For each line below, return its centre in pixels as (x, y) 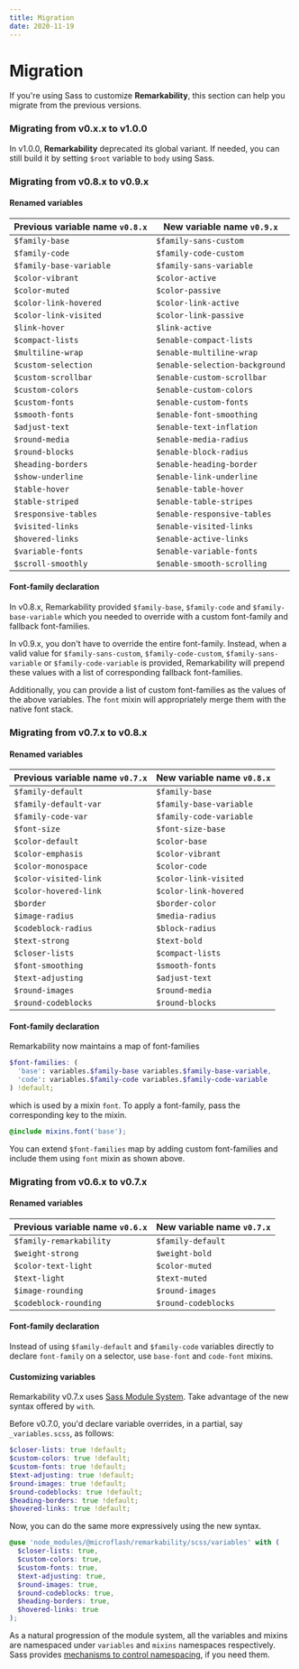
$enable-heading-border (207, 464)
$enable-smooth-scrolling (212, 564)
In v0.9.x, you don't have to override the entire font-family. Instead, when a (148, 644)
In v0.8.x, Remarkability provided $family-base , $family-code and (130, 607)
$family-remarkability (62, 1241)
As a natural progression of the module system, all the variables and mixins (149, 1636)
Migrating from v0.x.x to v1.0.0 (78, 129)
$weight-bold (184, 1253)
